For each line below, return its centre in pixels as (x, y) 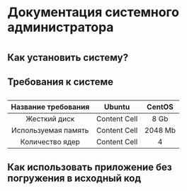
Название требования (50, 107)
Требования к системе (61, 82)
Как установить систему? (68, 58)
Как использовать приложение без (90, 167)
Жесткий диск (50, 119)
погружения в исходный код (74, 178)
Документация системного (93, 12)
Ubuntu (117, 107)
